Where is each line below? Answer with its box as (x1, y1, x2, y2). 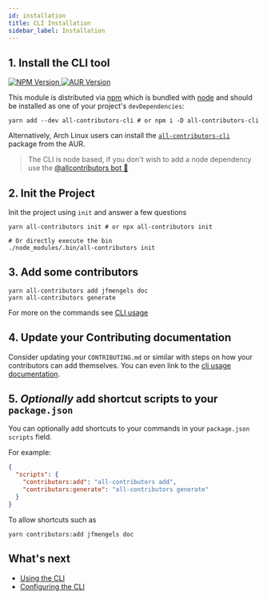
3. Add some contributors (8, 265, 138, 280)
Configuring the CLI (19, 581, 86, 591)
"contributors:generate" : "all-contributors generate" (22, 486, 209, 494)
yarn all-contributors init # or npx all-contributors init (8, 223, 213, 231)
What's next (8, 552, 70, 565)
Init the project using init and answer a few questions (8, 208, 187, 216)
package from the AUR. (8, 139, 86, 149)
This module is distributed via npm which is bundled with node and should (8, 93, 253, 102)
